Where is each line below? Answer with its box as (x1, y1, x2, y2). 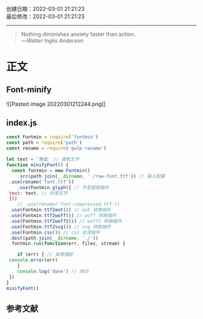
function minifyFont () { (6, 162, 69, 168)
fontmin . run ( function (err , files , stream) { (11, 240, 126, 246)
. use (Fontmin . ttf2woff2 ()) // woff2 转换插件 (8, 218, 122, 224)
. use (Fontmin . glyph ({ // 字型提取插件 (17, 184, 109, 190)
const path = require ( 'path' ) (6, 140, 83, 146)
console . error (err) (8, 257, 59, 263)
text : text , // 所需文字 (8, 190, 68, 196)
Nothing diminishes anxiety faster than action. (21, 31, 136, 37)
